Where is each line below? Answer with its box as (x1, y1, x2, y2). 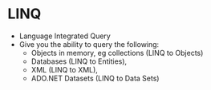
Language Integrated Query (18, 31, 112, 41)
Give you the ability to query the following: (18, 39, 160, 49)
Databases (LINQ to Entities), (30, 57, 128, 66)
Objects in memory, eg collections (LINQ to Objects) (30, 48, 204, 57)
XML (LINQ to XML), (30, 65, 98, 74)
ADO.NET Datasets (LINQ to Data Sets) (30, 73, 160, 83)
